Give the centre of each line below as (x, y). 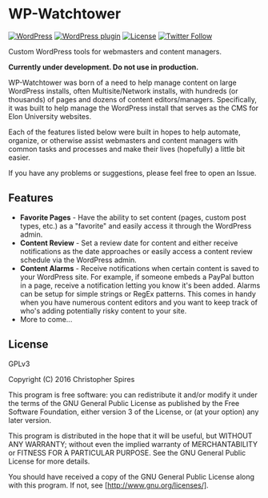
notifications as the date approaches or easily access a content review (136, 251)
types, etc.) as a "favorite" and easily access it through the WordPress (136, 225)
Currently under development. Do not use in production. (104, 67)
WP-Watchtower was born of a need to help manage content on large (123, 82)
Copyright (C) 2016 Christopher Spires (72, 379)
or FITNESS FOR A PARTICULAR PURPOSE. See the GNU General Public (127, 452)
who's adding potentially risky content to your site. (103, 311)
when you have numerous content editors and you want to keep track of (139, 302)
